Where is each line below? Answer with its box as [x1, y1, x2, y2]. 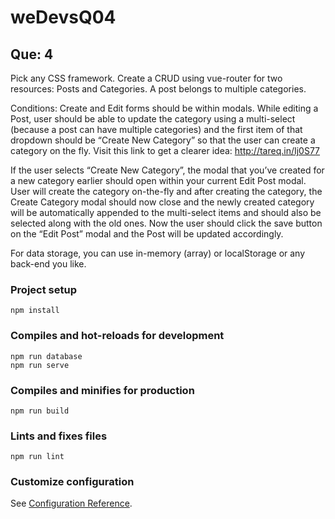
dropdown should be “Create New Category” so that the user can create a [10, 134, 316, 146]
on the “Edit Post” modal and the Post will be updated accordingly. [10, 228, 284, 240]
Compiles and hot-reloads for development [10, 329, 225, 343]
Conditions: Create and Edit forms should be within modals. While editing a [10, 102, 319, 114]
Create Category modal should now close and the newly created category [10, 196, 315, 208]
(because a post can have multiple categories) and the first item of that [10, 124, 303, 135]
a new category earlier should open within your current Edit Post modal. [10, 175, 307, 186]
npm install [10, 306, 60, 316]
